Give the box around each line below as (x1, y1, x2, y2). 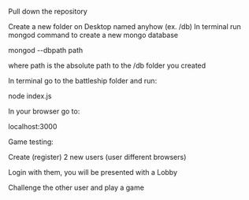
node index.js (8, 91, 52, 101)
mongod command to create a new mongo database (8, 31, 179, 39)
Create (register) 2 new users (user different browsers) (8, 153, 187, 161)
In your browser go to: (8, 106, 80, 116)
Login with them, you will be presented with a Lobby (8, 168, 178, 176)
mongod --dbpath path (8, 46, 84, 54)
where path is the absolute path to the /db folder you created (8, 61, 206, 70)
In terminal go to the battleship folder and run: (8, 76, 158, 85)
